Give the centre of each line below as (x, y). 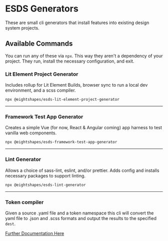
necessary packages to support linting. (45, 175)
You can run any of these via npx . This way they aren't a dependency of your (84, 56)
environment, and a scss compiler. (40, 90)
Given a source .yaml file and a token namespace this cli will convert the (79, 213)
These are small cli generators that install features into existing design (77, 23)
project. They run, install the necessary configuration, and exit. (70, 61)
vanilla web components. (31, 133)
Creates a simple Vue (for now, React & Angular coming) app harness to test (84, 128)
